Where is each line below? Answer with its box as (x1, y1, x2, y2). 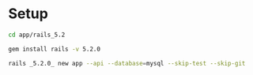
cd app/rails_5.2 (8, 31, 66, 39)
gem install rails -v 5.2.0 (8, 45, 101, 53)
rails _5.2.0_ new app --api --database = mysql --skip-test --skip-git (8, 59, 246, 67)
